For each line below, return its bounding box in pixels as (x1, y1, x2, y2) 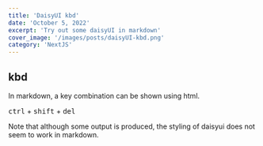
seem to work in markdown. (8, 129, 99, 139)
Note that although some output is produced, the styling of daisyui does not (8, 122, 256, 131)
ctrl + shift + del (8, 106, 76, 115)
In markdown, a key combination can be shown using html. (8, 91, 200, 100)
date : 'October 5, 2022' (8, 19, 90, 27)
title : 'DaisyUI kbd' (8, 11, 80, 20)
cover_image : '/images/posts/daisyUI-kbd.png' (8, 33, 165, 42)
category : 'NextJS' (8, 41, 73, 49)
